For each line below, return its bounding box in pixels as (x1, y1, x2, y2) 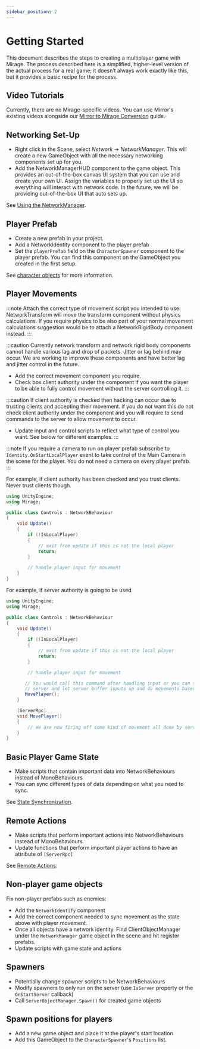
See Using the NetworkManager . (6, 202, 86, 209)
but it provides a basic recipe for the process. (6, 73, 118, 81)
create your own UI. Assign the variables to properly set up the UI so (14, 177, 183, 185)
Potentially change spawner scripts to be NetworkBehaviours (14, 977, 165, 985)
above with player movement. (14, 919, 87, 926)
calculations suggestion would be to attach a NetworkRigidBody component (6, 323, 193, 331)
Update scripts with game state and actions (14, 945, 122, 952)
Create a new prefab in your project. (14, 235, 104, 242)
